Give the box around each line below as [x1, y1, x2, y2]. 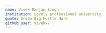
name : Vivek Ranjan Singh [5, 7, 59, 12]
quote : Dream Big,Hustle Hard [5, 16, 68, 21]
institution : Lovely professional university [5, 12, 101, 16]
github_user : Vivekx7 [5, 20, 50, 26]
